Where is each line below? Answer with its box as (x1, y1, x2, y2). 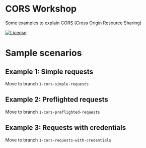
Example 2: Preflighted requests (5, 95, 108, 104)
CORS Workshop (5, 3, 77, 15)
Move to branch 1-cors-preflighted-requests (5, 109, 100, 115)
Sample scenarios (5, 47, 82, 59)
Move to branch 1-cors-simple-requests (5, 80, 89, 86)
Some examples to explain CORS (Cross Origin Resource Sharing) (5, 20, 142, 26)
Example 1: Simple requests (5, 67, 94, 76)
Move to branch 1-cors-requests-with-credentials (5, 137, 112, 143)
